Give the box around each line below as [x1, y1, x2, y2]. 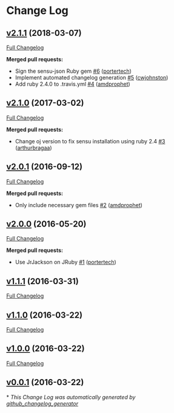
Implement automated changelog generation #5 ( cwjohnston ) [15, 74, 169, 81]
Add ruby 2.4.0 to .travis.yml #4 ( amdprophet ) [15, 80, 130, 87]
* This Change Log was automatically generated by [6, 393, 136, 401]
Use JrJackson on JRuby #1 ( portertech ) [15, 259, 116, 266]
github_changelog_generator [6, 400, 79, 407]
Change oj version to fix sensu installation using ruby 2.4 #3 [15, 137, 166, 145]
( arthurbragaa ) [15, 144, 53, 151]
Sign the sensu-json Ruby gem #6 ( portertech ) [15, 67, 132, 75]
